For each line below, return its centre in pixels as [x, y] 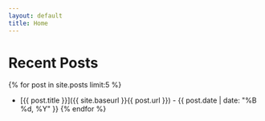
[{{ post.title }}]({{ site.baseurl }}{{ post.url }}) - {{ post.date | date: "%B [138, 100]
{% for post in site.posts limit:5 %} [65, 85]
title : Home [28, 23]
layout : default [35, 16]
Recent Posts [53, 63]
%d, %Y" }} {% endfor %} [63, 109]
